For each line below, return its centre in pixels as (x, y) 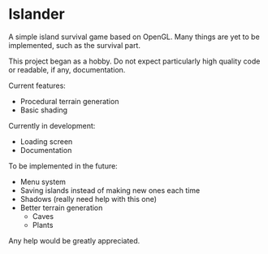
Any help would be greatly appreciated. (74, 240)
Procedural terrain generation (69, 101)
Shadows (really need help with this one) (88, 199)
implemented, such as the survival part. (74, 45)
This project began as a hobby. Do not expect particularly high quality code (134, 61)
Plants (43, 225)
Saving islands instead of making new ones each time (110, 190)
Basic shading (43, 110)
